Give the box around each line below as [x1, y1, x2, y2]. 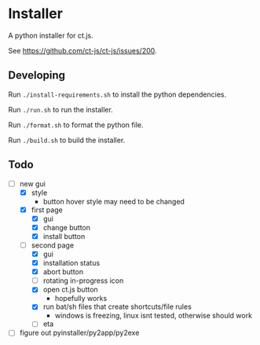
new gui [19, 178, 46, 189]
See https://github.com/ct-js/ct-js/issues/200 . [8, 46, 157, 55]
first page [31, 205, 63, 215]
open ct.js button [42, 284, 98, 295]
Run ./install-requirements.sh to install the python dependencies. [8, 90, 226, 99]
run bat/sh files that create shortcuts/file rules [42, 302, 192, 311]
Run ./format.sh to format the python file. [8, 119, 144, 130]
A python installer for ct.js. [8, 31, 93, 40]
